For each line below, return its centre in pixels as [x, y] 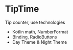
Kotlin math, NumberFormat [40, 32]
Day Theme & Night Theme [39, 42]
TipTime [22, 9]
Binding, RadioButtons [35, 37]
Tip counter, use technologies [35, 22]
